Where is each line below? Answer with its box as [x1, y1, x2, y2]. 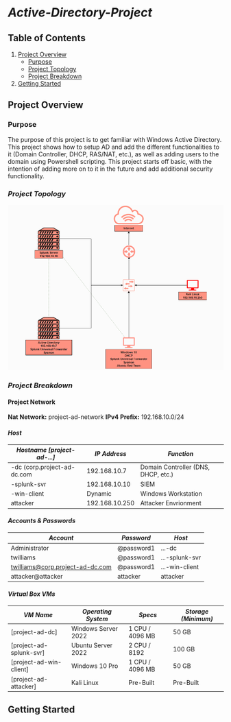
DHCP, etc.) [140, 470, 174, 479]
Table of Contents [8, 32, 86, 44]
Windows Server [71, 624, 119, 632]
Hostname [16, 446, 47, 454]
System [86, 614, 108, 623]
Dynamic [86, 489, 112, 498]
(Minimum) [181, 614, 213, 623]
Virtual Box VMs [8, 590, 56, 598]
